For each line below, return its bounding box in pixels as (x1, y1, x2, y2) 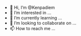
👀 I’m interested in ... (9, 10, 52, 16)
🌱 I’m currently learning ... (9, 15, 62, 20)
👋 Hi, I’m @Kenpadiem (9, 5, 55, 10)
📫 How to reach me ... (9, 26, 55, 31)
